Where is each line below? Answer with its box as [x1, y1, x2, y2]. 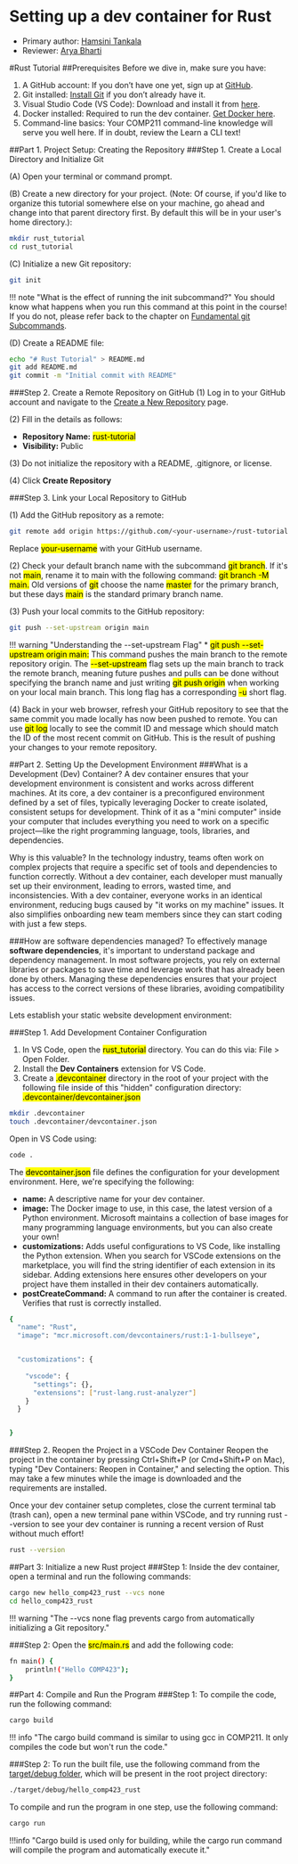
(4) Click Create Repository [9, 475, 112, 486]
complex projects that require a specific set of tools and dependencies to [9, 862, 278, 872]
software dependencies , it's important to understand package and [9, 944, 255, 955]
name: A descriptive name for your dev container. [21, 1193, 205, 1204]
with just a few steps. [9, 918, 87, 928]
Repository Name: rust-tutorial [21, 431, 136, 442]
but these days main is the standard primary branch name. [9, 589, 224, 600]
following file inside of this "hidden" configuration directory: [21, 1082, 242, 1092]
